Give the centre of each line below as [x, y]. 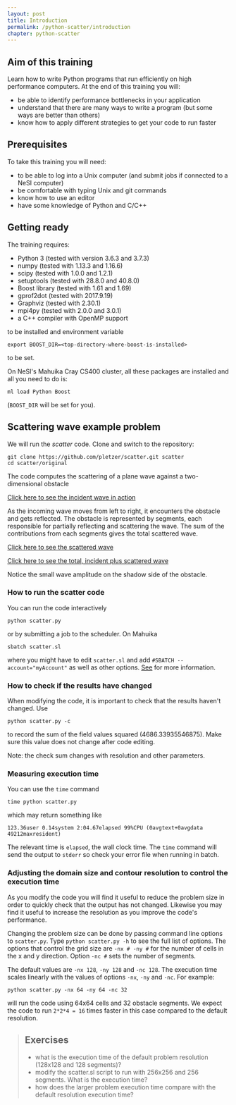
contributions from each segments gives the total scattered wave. [103, 533]
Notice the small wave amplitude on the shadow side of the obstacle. [107, 574]
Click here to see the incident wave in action [72, 497]
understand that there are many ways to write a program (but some [115, 108]
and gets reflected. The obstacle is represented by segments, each [105, 518]
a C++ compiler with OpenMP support [73, 318]
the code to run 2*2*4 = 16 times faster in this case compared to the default [117, 1010]
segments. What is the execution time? [91, 1080]
